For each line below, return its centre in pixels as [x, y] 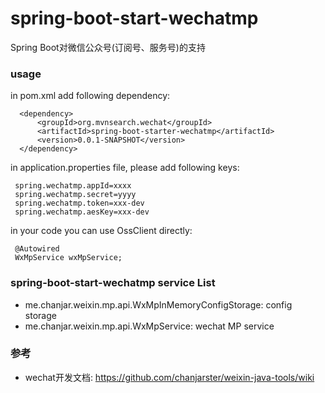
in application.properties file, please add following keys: [125, 168]
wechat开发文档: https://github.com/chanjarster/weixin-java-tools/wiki [169, 377]
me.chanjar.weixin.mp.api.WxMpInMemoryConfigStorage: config [158, 304]
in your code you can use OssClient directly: [101, 231]
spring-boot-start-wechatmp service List [113, 283]
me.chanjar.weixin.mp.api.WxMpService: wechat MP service [149, 326]
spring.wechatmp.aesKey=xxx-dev [82, 212]
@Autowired [37, 249]
